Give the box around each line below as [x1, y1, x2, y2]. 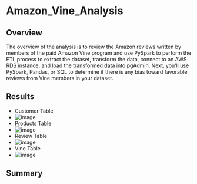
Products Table [14, 120, 52, 127]
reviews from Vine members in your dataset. [6, 75, 113, 81]
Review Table [14, 132, 48, 139]
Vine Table [14, 144, 41, 152]
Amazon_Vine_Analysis [6, 4, 123, 18]
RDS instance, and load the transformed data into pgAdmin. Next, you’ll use [6, 62, 189, 69]
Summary [6, 168, 43, 178]
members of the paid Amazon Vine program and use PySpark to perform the [6, 50, 191, 57]
